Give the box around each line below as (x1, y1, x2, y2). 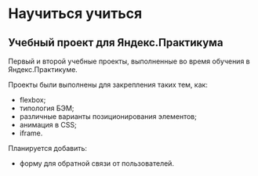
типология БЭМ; (19, 103, 74, 113)
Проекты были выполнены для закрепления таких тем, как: (8, 80, 208, 89)
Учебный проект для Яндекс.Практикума (8, 36, 223, 49)
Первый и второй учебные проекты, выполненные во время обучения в (8, 56, 251, 66)
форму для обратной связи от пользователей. (19, 159, 175, 168)
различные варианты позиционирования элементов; (19, 112, 198, 121)
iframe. (19, 128, 43, 138)
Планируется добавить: (8, 144, 88, 153)
